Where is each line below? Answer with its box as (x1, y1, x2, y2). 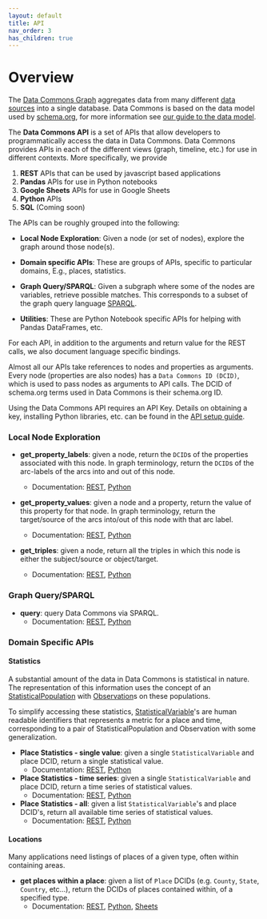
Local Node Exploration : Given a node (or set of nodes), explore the (19, 234, 245, 243)
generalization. (8, 732, 58, 741)
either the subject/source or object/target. (19, 554, 158, 564)
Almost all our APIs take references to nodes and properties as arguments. (8, 362, 254, 372)
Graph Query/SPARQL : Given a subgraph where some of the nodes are (19, 282, 255, 291)
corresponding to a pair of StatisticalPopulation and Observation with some (8, 724, 256, 733)
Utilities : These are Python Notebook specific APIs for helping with (19, 314, 241, 324)
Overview (8, 69, 74, 86)
